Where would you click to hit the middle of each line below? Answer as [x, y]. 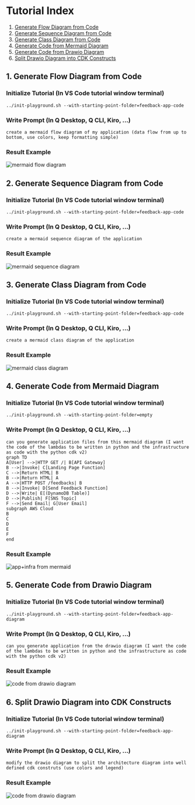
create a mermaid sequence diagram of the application [74, 239]
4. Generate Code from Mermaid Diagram [83, 386]
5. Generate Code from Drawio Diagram [79, 585]
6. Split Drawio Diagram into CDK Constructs [89, 702]
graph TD [17, 457]
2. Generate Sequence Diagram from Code [85, 183]
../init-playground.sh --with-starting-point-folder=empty [79, 415]
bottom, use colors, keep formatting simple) [62, 137]
